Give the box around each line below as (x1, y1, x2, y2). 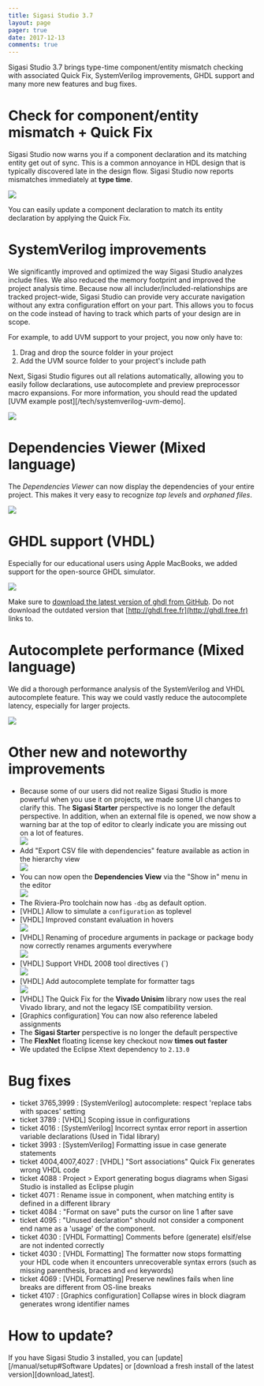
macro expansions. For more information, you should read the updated (8, 388, 238, 397)
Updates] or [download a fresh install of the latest (93, 1361, 255, 1370)
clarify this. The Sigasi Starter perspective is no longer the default (19, 803, 236, 812)
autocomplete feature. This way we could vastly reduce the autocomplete (8, 692, 247, 702)
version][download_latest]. (8, 1369, 95, 1379)
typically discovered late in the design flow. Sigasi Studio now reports (8, 166, 234, 176)
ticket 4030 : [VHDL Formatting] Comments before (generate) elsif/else (19, 1231, 251, 1242)
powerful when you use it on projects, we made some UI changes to (19, 794, 241, 804)
